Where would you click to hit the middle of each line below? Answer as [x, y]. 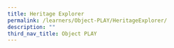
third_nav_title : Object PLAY [52, 34]
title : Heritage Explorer [46, 14]
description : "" [31, 27]
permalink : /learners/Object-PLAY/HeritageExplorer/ [87, 20]
